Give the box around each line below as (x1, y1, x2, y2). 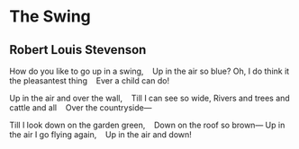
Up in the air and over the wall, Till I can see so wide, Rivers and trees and (9, 92, 290, 103)
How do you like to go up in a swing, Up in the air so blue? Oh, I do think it (9, 66, 290, 76)
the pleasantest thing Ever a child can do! (9, 75, 169, 86)
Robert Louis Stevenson (9, 42, 147, 57)
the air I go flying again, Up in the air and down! (9, 129, 192, 140)
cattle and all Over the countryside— (9, 102, 152, 113)
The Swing (9, 6, 92, 27)
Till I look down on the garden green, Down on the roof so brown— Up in (9, 119, 285, 130)
